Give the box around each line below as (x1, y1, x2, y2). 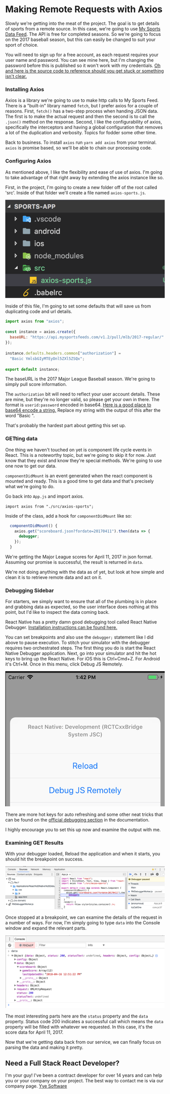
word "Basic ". (5, 413, 35, 419)
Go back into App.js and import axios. (5, 493, 84, 499)
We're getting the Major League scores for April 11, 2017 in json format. (5, 554, 153, 560)
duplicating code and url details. (5, 308, 72, 315)
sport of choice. (5, 42, 39, 48)
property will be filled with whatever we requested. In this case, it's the (5, 1024, 153, 1030)
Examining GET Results (5, 839, 64, 846)
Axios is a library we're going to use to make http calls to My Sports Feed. (5, 97, 159, 103)
